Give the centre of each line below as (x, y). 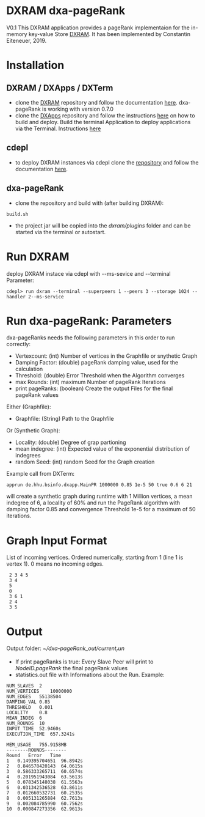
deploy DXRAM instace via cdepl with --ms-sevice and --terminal (88, 273)
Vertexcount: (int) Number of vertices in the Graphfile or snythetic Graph (106, 356)
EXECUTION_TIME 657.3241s (41, 734)
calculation (29, 369)
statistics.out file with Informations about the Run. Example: (90, 675)
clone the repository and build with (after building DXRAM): (89, 203)
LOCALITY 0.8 (27, 713)
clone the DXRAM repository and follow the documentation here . (96, 102)
